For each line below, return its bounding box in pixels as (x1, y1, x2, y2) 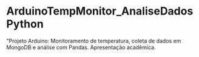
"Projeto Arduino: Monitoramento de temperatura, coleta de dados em (6, 37, 181, 44)
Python (6, 17, 44, 31)
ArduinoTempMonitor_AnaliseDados (6, 4, 194, 18)
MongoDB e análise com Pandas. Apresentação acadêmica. (6, 44, 156, 51)
